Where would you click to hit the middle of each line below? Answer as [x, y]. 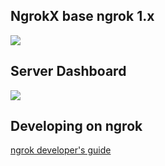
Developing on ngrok [76, 126]
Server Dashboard [68, 71]
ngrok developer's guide [61, 150]
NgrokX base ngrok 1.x [82, 16]
